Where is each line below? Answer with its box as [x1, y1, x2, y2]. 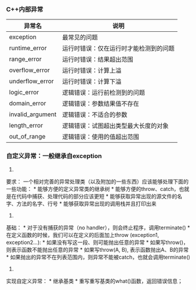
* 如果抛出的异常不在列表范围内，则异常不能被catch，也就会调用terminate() [6, 253, 191, 261]
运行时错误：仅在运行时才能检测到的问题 [61, 44, 175, 52]
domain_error [9, 99, 46, 107]
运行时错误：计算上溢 [61, 67, 122, 75]
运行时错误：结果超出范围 [61, 55, 133, 64]
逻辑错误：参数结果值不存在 [61, 100, 139, 108]
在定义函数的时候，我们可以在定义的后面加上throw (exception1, [6, 231, 159, 238]
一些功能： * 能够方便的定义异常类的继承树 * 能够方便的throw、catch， [6, 185, 179, 192]
